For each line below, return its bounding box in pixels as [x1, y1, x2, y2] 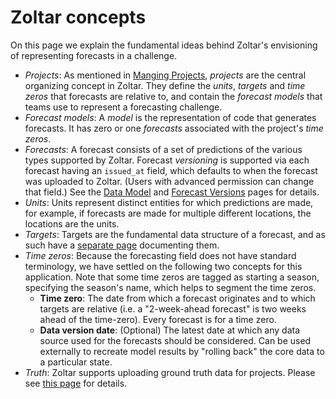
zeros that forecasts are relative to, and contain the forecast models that [24, 90, 323, 102]
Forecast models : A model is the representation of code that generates [24, 111, 317, 123]
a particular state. [39, 356, 113, 368]
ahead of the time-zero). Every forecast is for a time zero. [39, 313, 277, 325]
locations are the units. [24, 217, 120, 230]
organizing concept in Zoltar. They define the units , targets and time [24, 79, 306, 91]
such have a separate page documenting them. [24, 239, 220, 251]
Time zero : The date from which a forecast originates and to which [39, 292, 316, 304]
